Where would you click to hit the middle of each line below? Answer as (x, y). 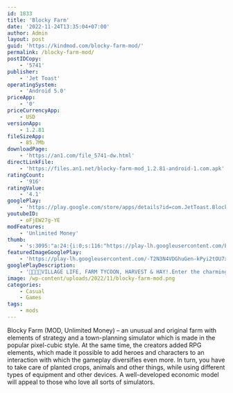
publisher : (23, 72)
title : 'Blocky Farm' (38, 20)
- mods (29, 311)
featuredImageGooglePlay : (44, 253)
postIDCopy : (24, 59)
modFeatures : (26, 226)
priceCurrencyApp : (34, 110)
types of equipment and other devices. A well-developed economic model (113, 374)
